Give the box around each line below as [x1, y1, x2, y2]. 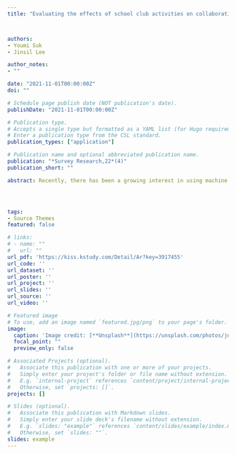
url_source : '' [7, 293, 52, 300]
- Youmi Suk [7, 42, 42, 49]
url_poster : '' [7, 273, 52, 280]
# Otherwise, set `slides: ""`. [7, 429, 109, 436]
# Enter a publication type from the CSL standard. [7, 132, 162, 139]
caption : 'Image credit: [13, 332, 86, 339]
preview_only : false [13, 345, 74, 352]
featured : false [7, 221, 55, 229]
